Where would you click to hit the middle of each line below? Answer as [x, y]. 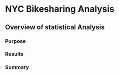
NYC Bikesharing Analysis [60, 9]
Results [14, 54]
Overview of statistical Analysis [55, 27]
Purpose [15, 41]
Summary [17, 67]
